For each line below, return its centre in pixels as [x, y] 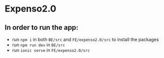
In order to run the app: [42, 27]
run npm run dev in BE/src [38, 45]
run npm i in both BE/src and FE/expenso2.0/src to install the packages [86, 39]
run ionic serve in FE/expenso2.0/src [51, 50]
